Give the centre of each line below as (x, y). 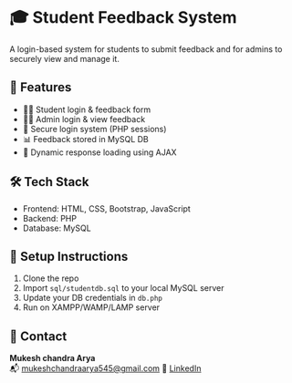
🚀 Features (41, 88)
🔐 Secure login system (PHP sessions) (94, 129)
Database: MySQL (57, 228)
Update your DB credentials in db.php (92, 298)
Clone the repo (51, 278)
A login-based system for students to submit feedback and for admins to (146, 49)
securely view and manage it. (65, 58)
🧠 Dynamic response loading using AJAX (99, 152)
